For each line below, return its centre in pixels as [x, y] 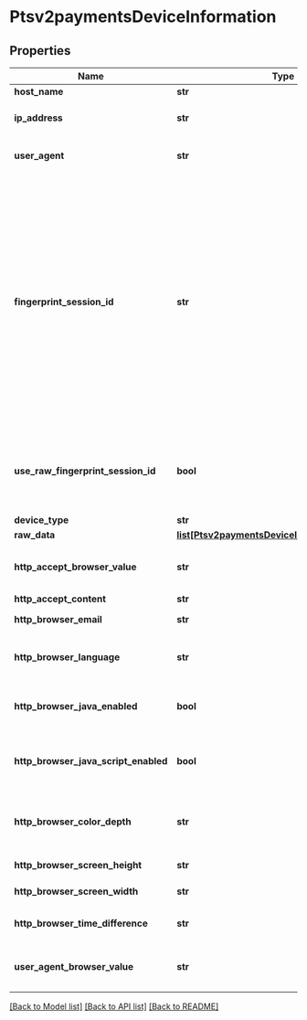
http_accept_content [60, 599]
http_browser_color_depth [73, 822]
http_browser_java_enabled [76, 706]
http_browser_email [58, 619]
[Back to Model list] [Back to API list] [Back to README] [114, 1006]
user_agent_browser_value [74, 967]
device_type [42, 520]
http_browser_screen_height [78, 865]
